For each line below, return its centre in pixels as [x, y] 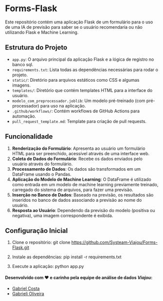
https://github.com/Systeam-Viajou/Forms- [115, 242]
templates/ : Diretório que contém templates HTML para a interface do [82, 90]
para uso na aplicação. [63, 106]
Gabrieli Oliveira [28, 293]
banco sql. [23, 64]
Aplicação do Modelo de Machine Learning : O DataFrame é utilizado [82, 179]
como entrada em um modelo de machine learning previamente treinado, [85, 184]
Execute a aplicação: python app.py [48, 266]
